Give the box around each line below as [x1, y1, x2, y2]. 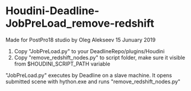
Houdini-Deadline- [5, 4, 100, 18]
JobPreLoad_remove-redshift [5, 17, 155, 30]
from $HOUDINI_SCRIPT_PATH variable [14, 60, 110, 67]
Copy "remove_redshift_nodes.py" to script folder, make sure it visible [14, 54, 185, 61]
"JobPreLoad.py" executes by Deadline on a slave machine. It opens [5, 71, 173, 79]
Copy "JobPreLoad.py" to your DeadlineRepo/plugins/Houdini [14, 47, 165, 54]
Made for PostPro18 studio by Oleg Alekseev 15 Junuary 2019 [5, 36, 156, 43]
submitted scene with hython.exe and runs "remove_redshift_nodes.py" [5, 78, 181, 85]
